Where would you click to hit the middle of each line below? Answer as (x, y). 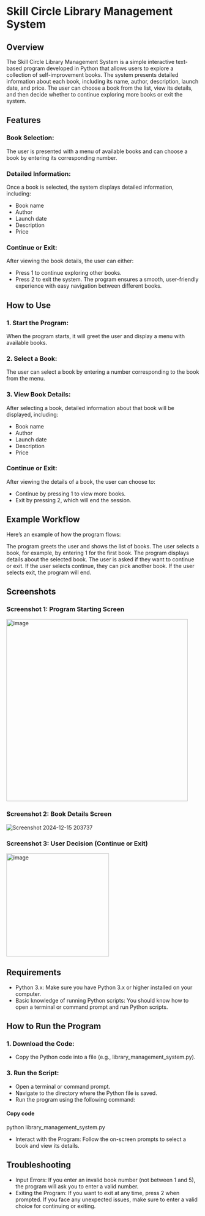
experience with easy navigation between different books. (88, 286)
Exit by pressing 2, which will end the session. (73, 500)
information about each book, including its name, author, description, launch (102, 81)
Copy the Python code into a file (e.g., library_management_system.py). (105, 1057)
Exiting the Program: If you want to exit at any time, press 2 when (97, 1193)
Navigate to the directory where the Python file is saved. (86, 1093)
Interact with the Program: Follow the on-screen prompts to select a (101, 1139)
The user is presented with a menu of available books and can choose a (97, 151)
